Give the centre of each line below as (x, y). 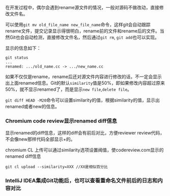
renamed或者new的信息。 (32, 106)
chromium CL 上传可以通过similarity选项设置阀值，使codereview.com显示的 (84, 150)
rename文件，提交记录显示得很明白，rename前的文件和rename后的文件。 (83, 31)
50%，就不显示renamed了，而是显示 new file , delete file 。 (69, 89)
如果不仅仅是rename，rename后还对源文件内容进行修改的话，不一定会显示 (83, 77)
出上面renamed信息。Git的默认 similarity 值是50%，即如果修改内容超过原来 (85, 83)
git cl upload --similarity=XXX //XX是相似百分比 (56, 167)
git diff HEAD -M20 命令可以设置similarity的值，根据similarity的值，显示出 (83, 100)
